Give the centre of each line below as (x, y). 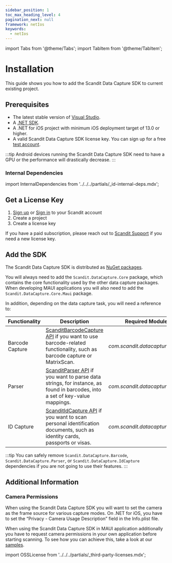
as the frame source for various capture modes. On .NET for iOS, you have (84, 513)
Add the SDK (26, 255)
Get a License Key (35, 200)
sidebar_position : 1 (27, 10)
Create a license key (34, 223)
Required (136, 321)
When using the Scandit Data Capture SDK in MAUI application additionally (84, 529)
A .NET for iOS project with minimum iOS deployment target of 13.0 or (86, 128)
